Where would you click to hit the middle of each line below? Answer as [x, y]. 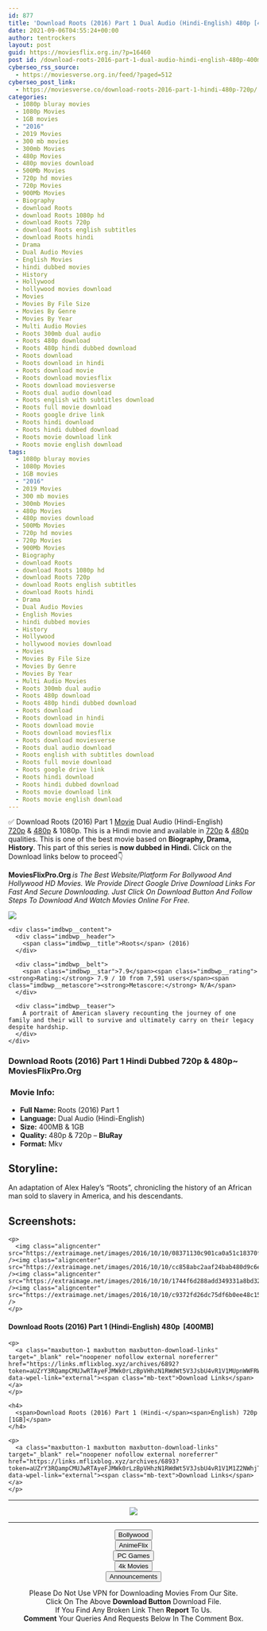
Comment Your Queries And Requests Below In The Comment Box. [133, 1618]
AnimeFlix [133, 1546]
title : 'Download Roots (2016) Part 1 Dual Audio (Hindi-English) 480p [129, 23]
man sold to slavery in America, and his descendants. [96, 1196]
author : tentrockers [43, 38]
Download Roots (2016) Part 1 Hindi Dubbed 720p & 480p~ [123, 1061]
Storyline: [33, 1169]
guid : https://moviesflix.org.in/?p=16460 [79, 52]
